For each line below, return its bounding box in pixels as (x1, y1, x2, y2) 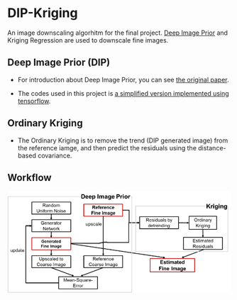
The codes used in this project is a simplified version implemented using (17, 89, 229, 97)
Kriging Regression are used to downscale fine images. (7, 35, 169, 44)
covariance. (38, 151, 72, 160)
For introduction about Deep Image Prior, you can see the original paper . (17, 75, 229, 84)
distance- (197, 143, 226, 152)
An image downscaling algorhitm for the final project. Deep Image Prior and (7, 28, 228, 37)
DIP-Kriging (7, 5, 78, 21)
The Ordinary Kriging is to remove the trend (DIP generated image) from (17, 136, 228, 145)
